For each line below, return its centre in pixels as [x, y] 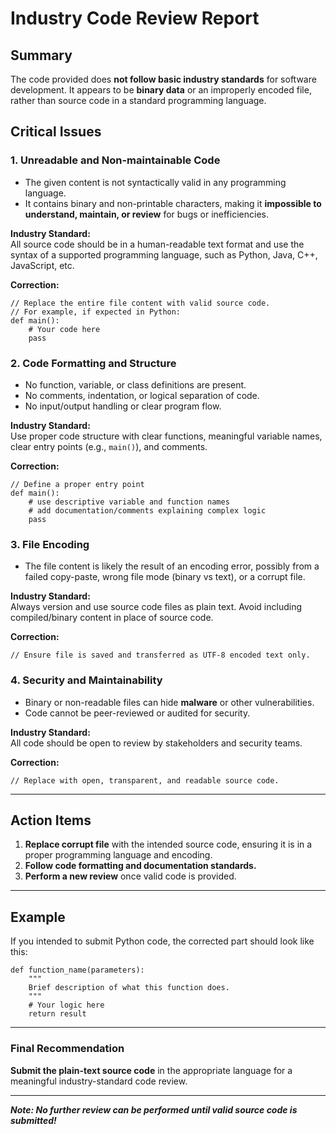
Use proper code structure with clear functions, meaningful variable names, [166, 436]
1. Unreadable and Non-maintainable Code [115, 160]
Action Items [51, 820]
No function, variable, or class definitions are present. [135, 384]
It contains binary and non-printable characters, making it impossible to [173, 203]
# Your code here [64, 329]
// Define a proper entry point [77, 484]
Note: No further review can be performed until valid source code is [154, 1109]
